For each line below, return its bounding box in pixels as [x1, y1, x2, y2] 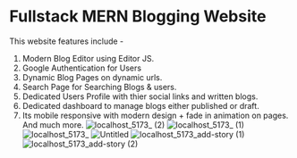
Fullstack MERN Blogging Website [9, 6, 267, 27]
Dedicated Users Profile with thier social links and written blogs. [21, 91, 259, 102]
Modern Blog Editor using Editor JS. [21, 53, 155, 63]
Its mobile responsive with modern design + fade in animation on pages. [21, 110, 289, 121]
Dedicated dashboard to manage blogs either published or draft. [21, 100, 259, 111]
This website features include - [9, 36, 124, 46]
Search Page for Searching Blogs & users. [21, 81, 177, 92]
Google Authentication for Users [21, 62, 141, 73]
